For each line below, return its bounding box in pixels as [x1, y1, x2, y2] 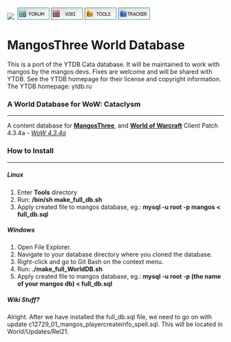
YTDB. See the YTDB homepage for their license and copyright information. [7, 74, 221, 83]
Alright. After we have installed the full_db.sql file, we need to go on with [7, 313, 212, 321]
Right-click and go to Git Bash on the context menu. [16, 258, 164, 266]
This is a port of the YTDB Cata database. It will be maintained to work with [7, 60, 220, 68]
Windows [7, 225, 36, 234]
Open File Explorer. [16, 243, 71, 252]
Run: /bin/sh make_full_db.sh [16, 195, 102, 203]
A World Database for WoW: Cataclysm [7, 99, 141, 109]
